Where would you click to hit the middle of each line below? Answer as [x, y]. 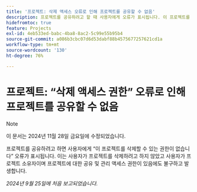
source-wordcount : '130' [37, 50]
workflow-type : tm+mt [33, 45]
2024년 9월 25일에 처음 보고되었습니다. [52, 183]
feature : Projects [29, 28]
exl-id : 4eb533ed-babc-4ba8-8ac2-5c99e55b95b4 [64, 34]
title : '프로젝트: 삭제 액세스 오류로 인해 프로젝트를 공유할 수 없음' [81, 12]
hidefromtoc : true [29, 23]
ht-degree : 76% [25, 56]
